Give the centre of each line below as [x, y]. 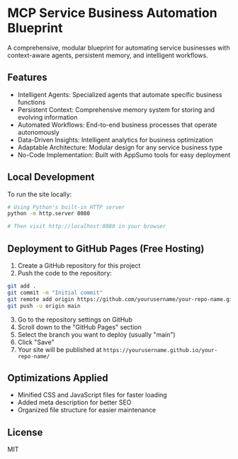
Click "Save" [36, 342]
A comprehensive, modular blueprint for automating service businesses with [119, 47]
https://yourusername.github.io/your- [160, 350]
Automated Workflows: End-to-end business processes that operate [117, 125]
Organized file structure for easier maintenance [87, 410]
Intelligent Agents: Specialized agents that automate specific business [120, 94]
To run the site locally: [40, 194]
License [25, 432]
